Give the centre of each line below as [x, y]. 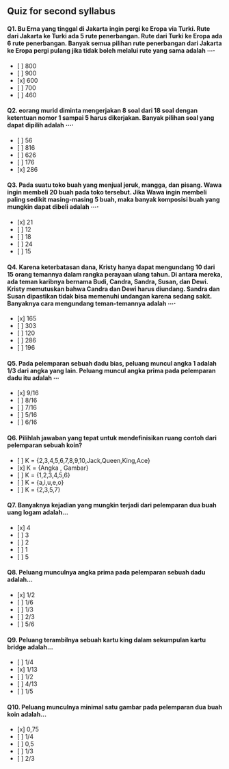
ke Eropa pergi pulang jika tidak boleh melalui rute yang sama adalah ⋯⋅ [111, 50]
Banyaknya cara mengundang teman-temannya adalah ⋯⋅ [92, 303]
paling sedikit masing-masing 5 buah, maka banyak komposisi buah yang [113, 200]
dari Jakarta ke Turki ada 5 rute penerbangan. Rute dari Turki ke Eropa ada [115, 36]
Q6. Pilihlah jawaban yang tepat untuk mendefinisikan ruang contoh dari [112, 438]
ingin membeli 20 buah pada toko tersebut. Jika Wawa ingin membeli [107, 192]
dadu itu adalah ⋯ [33, 378]
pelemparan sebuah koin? [45, 445]
